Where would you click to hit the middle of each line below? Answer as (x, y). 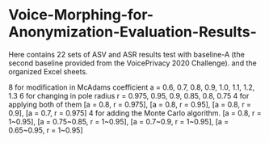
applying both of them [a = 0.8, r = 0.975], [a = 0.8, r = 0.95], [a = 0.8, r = (130, 104)
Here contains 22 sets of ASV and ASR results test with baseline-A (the (126, 54)
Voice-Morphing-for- (81, 15)
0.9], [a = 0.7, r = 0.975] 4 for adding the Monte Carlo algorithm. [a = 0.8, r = (135, 113)
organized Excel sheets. (48, 71)
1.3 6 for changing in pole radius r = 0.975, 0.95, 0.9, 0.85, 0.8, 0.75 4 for (129, 95)
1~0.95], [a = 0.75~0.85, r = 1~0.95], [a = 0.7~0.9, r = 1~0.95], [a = (119, 121)
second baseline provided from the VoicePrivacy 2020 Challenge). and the (132, 63)
